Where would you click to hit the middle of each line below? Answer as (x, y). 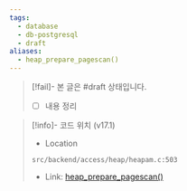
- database (38, 26)
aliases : (26, 52)
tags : (19, 18)
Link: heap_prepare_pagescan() (104, 177)
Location (61, 143)
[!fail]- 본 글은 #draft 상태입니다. (89, 86)
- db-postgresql (48, 34)
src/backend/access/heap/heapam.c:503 (104, 160)
